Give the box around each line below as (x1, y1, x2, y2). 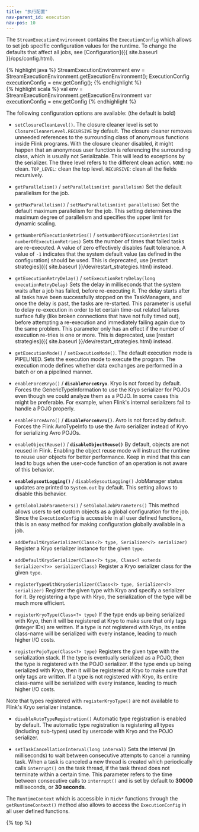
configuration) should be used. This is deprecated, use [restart (14, 257, 168, 264)
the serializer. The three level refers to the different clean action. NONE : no (14, 159, 193, 167)
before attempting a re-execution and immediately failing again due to (14, 319, 185, 326)
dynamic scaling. (14, 220, 57, 227)
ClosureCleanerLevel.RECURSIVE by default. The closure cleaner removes (14, 127, 192, 134)
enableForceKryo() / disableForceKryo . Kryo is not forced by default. (14, 380, 182, 387)
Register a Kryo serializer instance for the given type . (14, 545, 145, 552)
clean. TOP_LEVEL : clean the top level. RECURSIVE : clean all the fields (14, 165, 177, 172)
